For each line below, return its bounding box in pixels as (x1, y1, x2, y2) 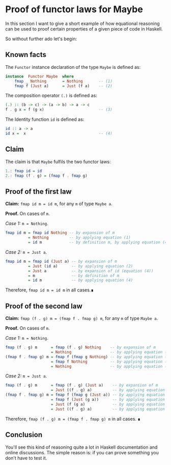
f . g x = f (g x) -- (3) (5, 107, 113, 113)
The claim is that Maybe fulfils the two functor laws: (5, 158, 111, 165)
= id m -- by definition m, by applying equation (27, 240, 160, 245)
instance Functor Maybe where (5, 74, 74, 79)
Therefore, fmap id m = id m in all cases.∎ (5, 287, 94, 293)
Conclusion (5, 430, 43, 439)
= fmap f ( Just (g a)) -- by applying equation (50, 397, 165, 402)
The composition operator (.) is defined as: (5, 93, 98, 99)
